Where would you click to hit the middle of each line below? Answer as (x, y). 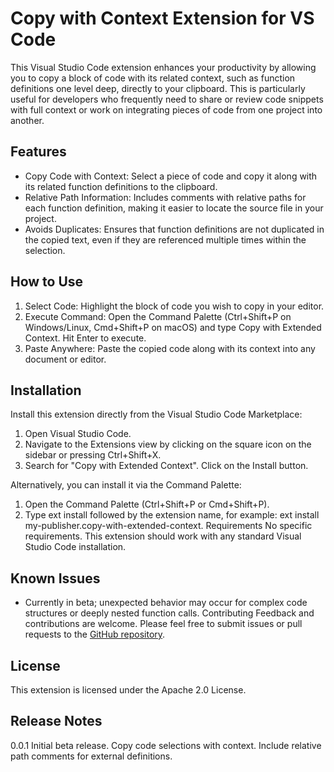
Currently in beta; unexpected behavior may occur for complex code (166, 603)
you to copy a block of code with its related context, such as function (153, 78)
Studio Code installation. (75, 547)
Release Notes (56, 721)
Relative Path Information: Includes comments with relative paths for (165, 197)
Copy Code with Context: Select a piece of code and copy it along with (171, 176)
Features (38, 152)
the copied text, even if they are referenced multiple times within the (165, 239)
